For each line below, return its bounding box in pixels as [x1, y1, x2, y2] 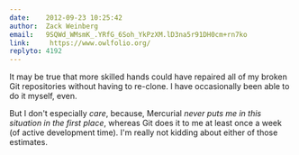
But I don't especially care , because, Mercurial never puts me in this [9, 108, 262, 119]
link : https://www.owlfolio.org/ [9, 38, 151, 48]
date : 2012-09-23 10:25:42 [9, 13, 123, 23]
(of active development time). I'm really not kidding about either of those [9, 127, 278, 138]
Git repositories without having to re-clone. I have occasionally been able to [9, 81, 290, 92]
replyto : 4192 [9, 47, 63, 56]
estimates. [9, 137, 48, 148]
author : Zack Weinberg [9, 22, 99, 31]
